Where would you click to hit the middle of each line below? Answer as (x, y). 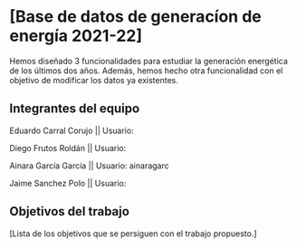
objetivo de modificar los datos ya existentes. (94, 80)
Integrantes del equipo (75, 109)
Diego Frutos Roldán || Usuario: (68, 148)
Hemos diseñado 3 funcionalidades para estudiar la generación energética (148, 61)
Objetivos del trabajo (69, 211)
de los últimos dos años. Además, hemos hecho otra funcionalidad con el (146, 71)
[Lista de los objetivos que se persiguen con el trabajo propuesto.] (133, 234)
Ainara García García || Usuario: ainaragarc (89, 166)
